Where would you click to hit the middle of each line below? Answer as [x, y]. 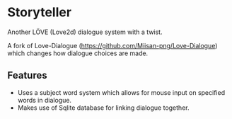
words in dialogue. [45, 100]
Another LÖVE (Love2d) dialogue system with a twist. [85, 32]
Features [27, 75]
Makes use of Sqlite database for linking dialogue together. [103, 108]
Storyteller [40, 12]
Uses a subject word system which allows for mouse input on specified [121, 92]
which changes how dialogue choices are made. [78, 53]
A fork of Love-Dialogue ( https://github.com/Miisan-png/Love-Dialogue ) [112, 45]
